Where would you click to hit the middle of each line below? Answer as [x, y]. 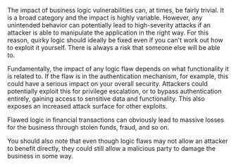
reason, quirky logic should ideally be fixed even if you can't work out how [115, 40]
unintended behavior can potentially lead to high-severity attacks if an [109, 25]
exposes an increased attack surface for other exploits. [87, 106]
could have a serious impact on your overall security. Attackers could [107, 83]
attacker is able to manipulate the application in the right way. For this [108, 32]
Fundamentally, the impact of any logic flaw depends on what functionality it [118, 69]
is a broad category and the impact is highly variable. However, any [105, 18]
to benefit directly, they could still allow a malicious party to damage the [112, 148]
